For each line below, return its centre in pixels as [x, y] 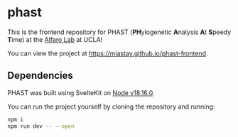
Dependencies [40, 76]
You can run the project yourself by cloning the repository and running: [111, 106]
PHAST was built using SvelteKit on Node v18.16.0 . [81, 92]
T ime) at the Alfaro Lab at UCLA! [55, 39]
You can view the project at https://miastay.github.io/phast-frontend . [108, 53]
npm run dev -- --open [41, 126]
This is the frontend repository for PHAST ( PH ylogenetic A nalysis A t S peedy [119, 32]
